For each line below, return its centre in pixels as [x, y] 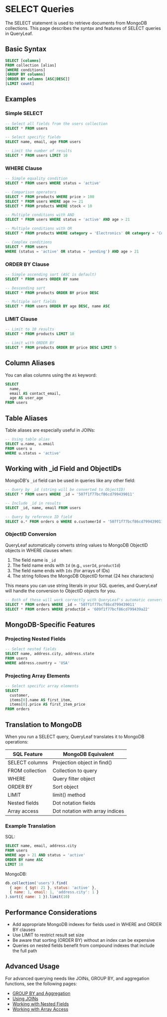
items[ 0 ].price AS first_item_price [47, 705]
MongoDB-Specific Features [50, 624]
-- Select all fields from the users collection [56, 124]
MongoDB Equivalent [88, 754]
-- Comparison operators [31, 192]
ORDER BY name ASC [24, 860]
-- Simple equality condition [37, 179]
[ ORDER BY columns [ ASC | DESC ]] [38, 79]
